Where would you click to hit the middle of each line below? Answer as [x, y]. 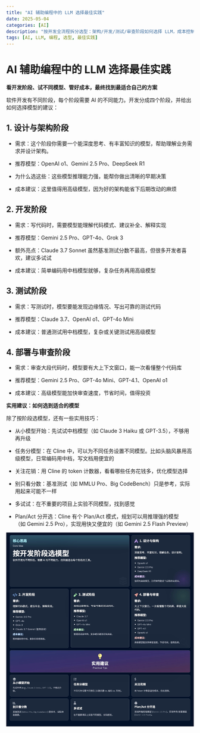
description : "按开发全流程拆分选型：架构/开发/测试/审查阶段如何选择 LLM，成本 [96, 32]
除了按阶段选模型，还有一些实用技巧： [53, 418]
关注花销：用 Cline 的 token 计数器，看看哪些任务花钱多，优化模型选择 [101, 471]
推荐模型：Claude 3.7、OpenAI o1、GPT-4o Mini [74, 319]
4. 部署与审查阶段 [38, 352]
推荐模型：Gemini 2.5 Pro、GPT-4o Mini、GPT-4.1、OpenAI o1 [91, 380]
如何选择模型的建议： [32, 108]
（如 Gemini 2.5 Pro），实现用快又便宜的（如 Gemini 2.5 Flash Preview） [103, 524]
